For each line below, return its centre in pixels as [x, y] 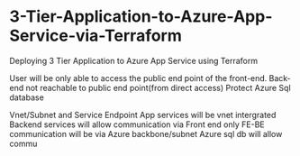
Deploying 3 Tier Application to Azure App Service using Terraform [134, 60]
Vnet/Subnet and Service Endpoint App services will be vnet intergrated [143, 115]
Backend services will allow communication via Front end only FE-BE [137, 124]
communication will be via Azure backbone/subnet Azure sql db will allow [146, 133]
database [27, 97]
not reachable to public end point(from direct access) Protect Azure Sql [158, 87]
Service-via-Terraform [96, 36]
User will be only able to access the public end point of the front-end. [138, 78]
